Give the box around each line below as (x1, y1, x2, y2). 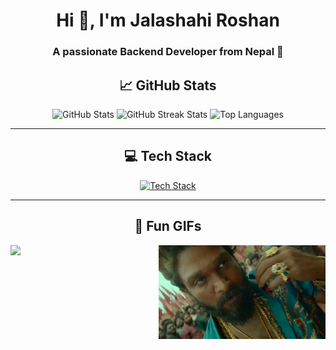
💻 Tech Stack (123, 148, 213, 165)
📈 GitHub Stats (119, 77, 217, 94)
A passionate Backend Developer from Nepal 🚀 (52, 45, 284, 59)
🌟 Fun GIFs (134, 218, 202, 235)
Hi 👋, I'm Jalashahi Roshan (56, 9, 280, 32)
